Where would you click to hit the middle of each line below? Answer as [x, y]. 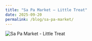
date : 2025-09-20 [24, 15]
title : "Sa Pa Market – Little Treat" [46, 10]
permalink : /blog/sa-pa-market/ [39, 19]
